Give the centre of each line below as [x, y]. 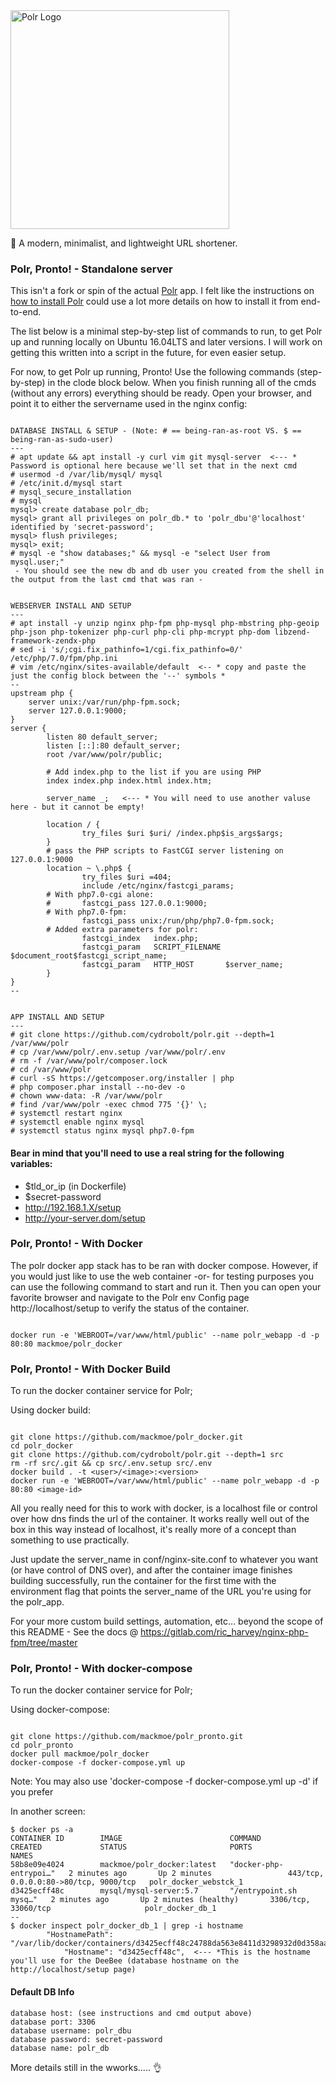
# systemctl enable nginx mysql [77, 1122]
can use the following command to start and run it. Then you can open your [166, 1286]
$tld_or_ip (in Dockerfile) [75, 1186]
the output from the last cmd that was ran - [106, 580]
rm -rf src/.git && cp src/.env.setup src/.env [111, 1464]
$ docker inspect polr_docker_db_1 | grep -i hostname [127, 1926]
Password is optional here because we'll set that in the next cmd [154, 466]
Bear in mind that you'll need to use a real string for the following [147, 1153]
